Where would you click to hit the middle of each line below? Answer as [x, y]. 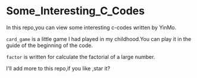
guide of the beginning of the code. [50, 45]
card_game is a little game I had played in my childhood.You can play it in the [99, 39]
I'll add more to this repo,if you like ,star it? [58, 68]
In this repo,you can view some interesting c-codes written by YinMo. [91, 27]
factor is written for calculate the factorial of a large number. [81, 57]
